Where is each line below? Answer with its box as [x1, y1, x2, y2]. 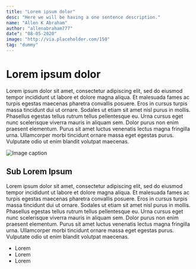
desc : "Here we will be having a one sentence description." [6, 14, 161, 20]
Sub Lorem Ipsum [6, 167, 72, 177]
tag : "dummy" [6, 42, 39, 48]
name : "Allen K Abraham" [6, 20, 68, 26]
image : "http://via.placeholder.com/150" [6, 36, 110, 42]
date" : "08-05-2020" [6, 31, 58, 37]
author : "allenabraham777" [6, 25, 73, 32]
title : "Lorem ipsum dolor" [6, 8, 76, 15]
